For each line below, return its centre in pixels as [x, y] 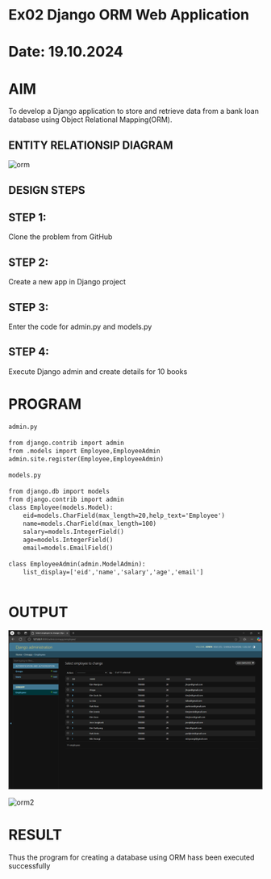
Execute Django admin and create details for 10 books [98, 371]
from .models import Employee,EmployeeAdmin [84, 451]
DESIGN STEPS [47, 190]
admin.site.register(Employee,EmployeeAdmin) [86, 459]
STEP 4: [29, 352]
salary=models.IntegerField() [74, 532]
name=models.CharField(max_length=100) [90, 524]
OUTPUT [38, 612]
